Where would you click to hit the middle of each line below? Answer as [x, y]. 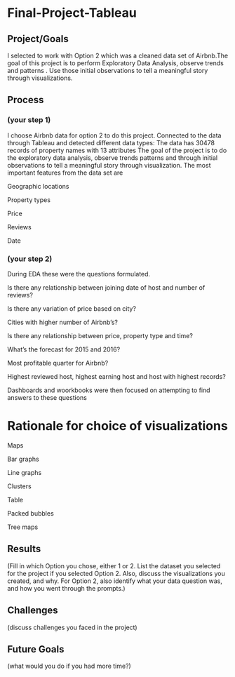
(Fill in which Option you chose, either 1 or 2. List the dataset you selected [114, 565]
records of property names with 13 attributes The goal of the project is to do [117, 150]
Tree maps [23, 527]
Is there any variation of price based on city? [72, 308]
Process [26, 100]
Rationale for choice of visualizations [117, 426]
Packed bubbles [31, 513]
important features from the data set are [65, 173]
